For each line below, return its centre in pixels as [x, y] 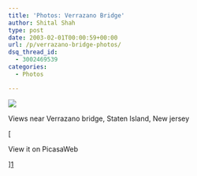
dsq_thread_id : [33, 52]
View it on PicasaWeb [43, 149]
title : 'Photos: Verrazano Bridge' [67, 15]
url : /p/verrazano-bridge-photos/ [65, 45]
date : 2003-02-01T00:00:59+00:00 [63, 37]
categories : [28, 67]
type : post [26, 30]
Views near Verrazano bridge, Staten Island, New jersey [99, 118]
